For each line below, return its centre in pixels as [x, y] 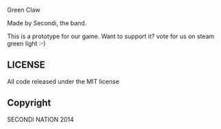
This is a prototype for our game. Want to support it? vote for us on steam [111, 36]
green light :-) [26, 43]
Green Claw [24, 10]
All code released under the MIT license [63, 81]
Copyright [29, 103]
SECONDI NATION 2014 [40, 119]
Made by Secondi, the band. [47, 23]
